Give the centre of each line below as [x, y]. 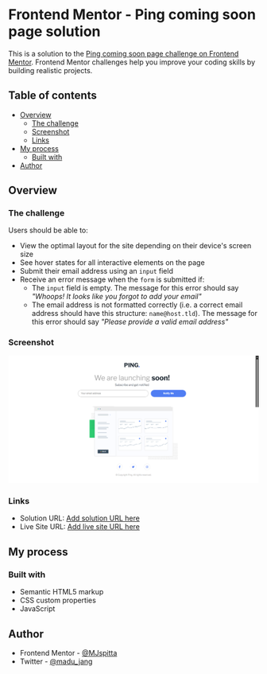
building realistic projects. [50, 70]
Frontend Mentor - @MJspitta [68, 653]
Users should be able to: [48, 230]
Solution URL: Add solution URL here [80, 518]
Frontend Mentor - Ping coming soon [132, 15]
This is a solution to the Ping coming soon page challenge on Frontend [124, 53]
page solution [54, 31]
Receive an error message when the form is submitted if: [112, 279]
